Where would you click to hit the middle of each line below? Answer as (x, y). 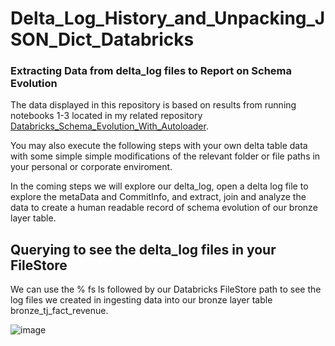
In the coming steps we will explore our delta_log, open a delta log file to (159, 186)
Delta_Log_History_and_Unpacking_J (168, 18)
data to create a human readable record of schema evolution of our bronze (164, 208)
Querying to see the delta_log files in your (143, 249)
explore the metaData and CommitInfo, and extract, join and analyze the (158, 197)
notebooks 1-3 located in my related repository (106, 116)
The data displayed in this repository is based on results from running (153, 105)
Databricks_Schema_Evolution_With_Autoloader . (109, 126)
